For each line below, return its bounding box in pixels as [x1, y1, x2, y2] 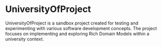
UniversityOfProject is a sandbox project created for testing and [5, 20, 139, 26]
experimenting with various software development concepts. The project [5, 25, 157, 31]
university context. [5, 36, 44, 42]
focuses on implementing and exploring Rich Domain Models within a [5, 30, 149, 36]
